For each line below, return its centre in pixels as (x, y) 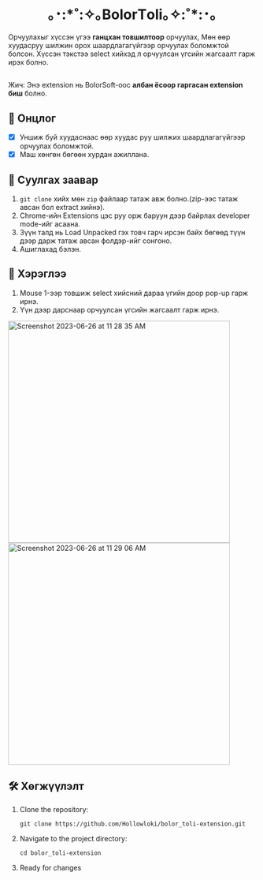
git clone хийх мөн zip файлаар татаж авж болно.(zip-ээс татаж (129, 199)
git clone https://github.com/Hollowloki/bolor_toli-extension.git (132, 824)
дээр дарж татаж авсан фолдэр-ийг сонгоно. (96, 241)
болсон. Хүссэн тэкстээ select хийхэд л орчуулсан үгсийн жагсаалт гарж (132, 54)
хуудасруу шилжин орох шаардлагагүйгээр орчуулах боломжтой (119, 45)
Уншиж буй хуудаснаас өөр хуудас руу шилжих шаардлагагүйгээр (132, 137)
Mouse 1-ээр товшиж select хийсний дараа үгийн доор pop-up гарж (134, 293)
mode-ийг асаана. (50, 224)
